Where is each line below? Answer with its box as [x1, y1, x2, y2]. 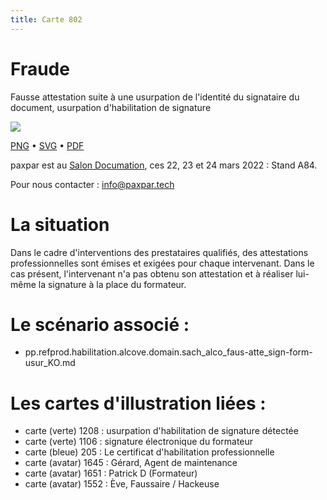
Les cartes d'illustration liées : [10, 392, 267, 415]
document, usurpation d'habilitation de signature [10, 101, 212, 113]
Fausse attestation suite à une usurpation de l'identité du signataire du [10, 91, 300, 103]
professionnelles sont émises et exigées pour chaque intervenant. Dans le [10, 257, 315, 269]
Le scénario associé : [10, 313, 190, 336]
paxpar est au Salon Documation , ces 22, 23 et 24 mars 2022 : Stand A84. [10, 159, 318, 171]
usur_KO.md [24, 357, 76, 369]
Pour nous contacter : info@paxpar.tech [10, 178, 175, 190]
